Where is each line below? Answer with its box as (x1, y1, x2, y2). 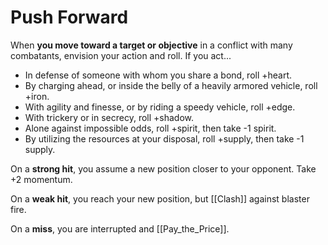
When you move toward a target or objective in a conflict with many (10, 39, 293, 51)
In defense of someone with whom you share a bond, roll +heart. (24, 69, 293, 81)
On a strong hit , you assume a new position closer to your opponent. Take (10, 162, 317, 175)
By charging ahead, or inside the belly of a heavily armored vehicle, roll (24, 79, 318, 91)
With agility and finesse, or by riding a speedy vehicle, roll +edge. (24, 101, 296, 113)
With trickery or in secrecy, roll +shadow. (24, 111, 194, 123)
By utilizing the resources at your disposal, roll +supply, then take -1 (24, 132, 305, 145)
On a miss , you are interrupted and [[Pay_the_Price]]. (10, 222, 230, 235)
